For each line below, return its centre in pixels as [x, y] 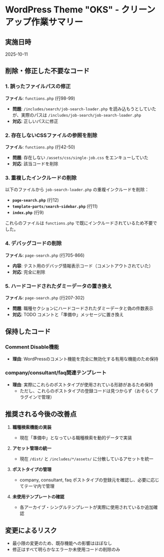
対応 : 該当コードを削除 [35, 163]
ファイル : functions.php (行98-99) [40, 98]
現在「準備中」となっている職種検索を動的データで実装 [76, 437]
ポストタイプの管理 [32, 469]
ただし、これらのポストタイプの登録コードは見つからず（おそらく [87, 391]
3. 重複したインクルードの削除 [41, 178]
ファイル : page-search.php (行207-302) [45, 297]
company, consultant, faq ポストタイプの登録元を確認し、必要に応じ [89, 480]
